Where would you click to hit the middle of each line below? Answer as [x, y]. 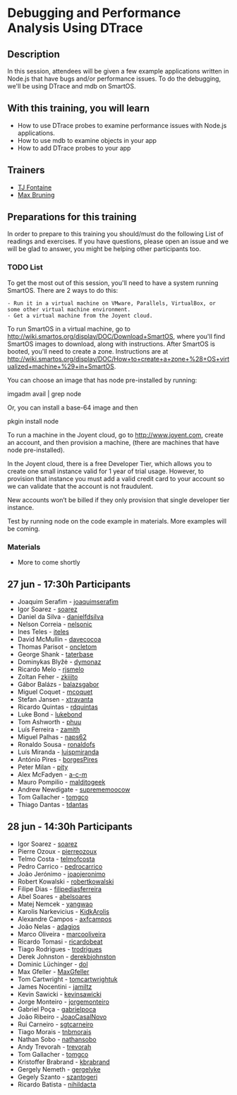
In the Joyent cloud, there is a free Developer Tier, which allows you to [110, 463]
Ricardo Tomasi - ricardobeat [60, 942]
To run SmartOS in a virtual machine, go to [69, 329]
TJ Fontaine [35, 187]
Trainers [26, 170]
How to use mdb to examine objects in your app [87, 140]
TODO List [25, 267]
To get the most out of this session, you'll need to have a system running [113, 283]
